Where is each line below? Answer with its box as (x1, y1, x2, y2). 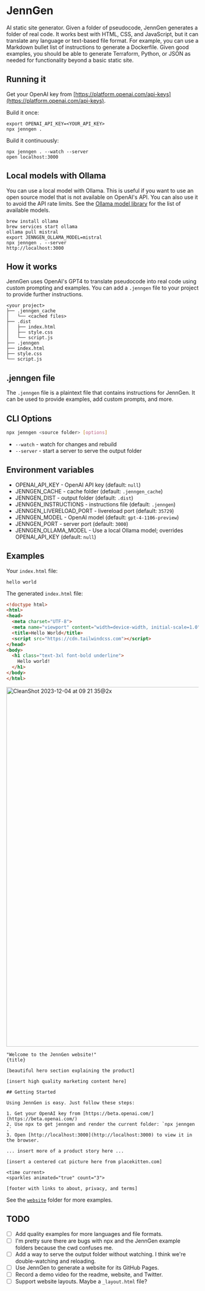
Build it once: (6, 108, 40, 116)
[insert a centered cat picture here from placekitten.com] (6, 1158, 163, 1165)
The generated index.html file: (6, 589, 84, 597)
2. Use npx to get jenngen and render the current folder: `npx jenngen (6, 1121, 195, 1127)
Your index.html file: (6, 567, 58, 574)
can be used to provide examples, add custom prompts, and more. (6, 395, 174, 403)
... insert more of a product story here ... (6, 1148, 124, 1154)
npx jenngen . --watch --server (6, 148, 88, 155)
